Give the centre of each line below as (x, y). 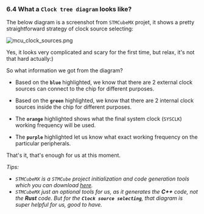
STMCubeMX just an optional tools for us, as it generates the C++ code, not (106, 192)
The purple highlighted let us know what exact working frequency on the (106, 137)
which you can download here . (54, 185)
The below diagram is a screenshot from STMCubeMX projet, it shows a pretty (100, 22)
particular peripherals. (43, 143)
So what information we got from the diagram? (65, 71)
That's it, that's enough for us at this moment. (63, 155)
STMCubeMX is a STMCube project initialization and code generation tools (102, 179)
